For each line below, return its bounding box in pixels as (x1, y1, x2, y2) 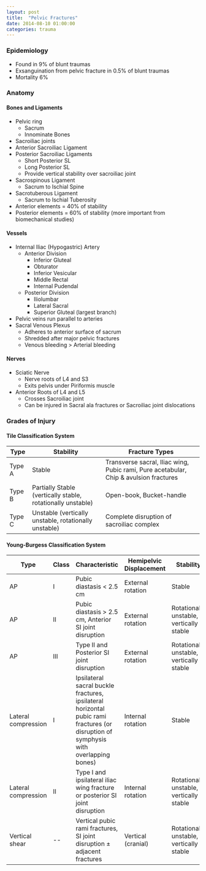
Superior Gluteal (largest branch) (33, 308, 117, 316)
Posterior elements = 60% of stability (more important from (15, 209, 166, 216)
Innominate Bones (24, 130, 71, 138)
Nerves (6, 355, 26, 362)
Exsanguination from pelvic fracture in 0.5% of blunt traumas (15, 67, 170, 74)
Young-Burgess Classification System (6, 541, 106, 549)
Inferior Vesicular (33, 269, 77, 276)
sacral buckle (75, 681, 115, 690)
